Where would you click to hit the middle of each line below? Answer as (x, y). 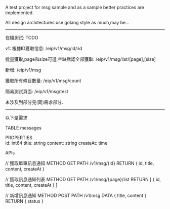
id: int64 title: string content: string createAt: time (56, 143)
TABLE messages (24, 128)
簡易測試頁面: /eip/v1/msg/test (37, 91)
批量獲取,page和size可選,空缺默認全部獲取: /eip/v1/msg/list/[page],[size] (80, 59)
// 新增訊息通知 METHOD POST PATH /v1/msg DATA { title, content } (76, 195)
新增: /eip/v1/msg (23, 70)
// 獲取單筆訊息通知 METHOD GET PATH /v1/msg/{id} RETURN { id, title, (80, 163)
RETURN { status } (25, 201)
